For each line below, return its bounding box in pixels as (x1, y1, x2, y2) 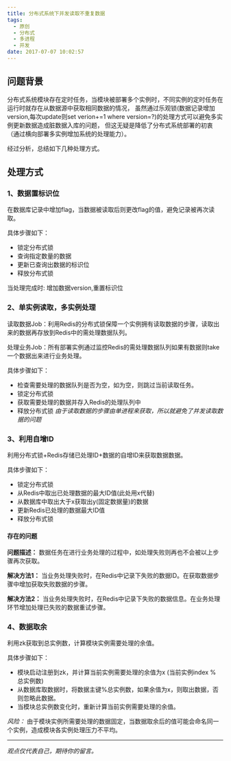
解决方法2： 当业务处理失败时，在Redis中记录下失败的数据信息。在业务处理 (7, 594, 221, 603)
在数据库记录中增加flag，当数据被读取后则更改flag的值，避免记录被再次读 (7, 206, 215, 214)
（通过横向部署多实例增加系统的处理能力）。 (7, 129, 130, 138)
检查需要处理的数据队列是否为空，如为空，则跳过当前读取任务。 (16, 380, 197, 389)
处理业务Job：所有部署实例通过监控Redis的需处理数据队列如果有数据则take (7, 343, 220, 351)
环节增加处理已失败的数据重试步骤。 (7, 603, 110, 612)
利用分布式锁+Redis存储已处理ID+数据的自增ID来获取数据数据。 (7, 451, 187, 459)
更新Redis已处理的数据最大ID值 (16, 506, 105, 514)
